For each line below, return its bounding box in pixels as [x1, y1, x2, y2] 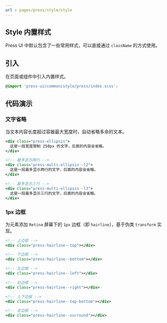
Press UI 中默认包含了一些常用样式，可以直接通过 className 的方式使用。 [5, 42, 160, 49]
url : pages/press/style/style [5, 7, 72, 13]
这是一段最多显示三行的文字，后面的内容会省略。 [10, 191, 98, 196]
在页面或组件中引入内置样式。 [5, 73, 68, 80]
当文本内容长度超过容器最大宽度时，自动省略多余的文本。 [5, 128, 127, 135]
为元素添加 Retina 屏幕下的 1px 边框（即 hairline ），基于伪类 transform [5, 221, 156, 227]
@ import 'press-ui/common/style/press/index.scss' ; [5, 84, 118, 89]
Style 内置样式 [5, 28, 51, 36]
